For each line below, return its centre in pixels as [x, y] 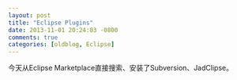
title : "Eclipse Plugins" [51, 23]
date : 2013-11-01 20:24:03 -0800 [63, 30]
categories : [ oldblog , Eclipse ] [61, 45]
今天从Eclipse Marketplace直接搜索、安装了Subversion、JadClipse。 [120, 68]
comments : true [33, 37]
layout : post [30, 15]
